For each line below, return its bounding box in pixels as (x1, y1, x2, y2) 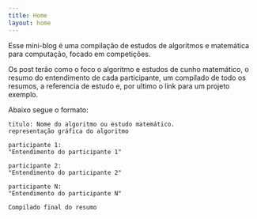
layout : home (8, 19, 51, 27)
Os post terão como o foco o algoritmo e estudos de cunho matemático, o (8, 64, 249, 74)
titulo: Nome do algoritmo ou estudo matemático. (8, 120, 176, 128)
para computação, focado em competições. (8, 49, 151, 59)
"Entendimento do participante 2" (8, 168, 123, 176)
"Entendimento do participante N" (8, 189, 123, 198)
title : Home (8, 11, 47, 20)
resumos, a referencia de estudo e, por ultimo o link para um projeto (8, 81, 230, 91)
